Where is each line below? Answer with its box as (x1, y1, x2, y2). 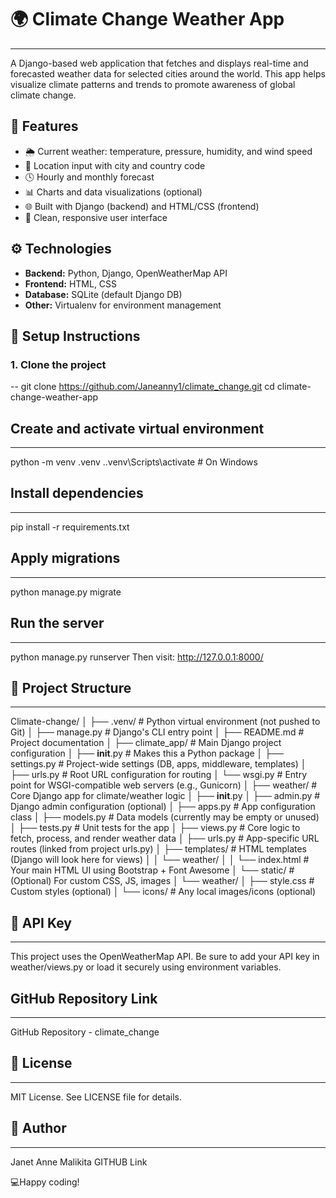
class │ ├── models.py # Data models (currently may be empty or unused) (10, 811, 320, 823)
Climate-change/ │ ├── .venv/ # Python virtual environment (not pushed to (10, 716, 321, 728)
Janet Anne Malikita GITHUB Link (10, 1156, 148, 1168)
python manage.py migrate (10, 586, 122, 598)
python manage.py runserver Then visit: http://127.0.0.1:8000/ (10, 651, 264, 663)
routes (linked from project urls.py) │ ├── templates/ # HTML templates (10, 843, 308, 855)
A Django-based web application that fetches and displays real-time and (10, 57, 309, 69)
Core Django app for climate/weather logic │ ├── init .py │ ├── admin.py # (10, 790, 321, 802)
